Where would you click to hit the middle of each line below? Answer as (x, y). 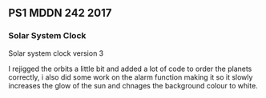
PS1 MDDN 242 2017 (60, 13)
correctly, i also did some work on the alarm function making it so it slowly (131, 77)
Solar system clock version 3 (56, 53)
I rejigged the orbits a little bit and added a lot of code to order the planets (130, 69)
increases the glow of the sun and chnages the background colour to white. (133, 85)
